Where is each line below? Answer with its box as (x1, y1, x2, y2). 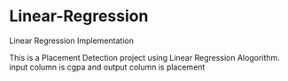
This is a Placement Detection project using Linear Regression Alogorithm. (9, 52, 281, 63)
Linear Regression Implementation (9, 35, 135, 46)
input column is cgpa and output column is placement (9, 62, 206, 72)
